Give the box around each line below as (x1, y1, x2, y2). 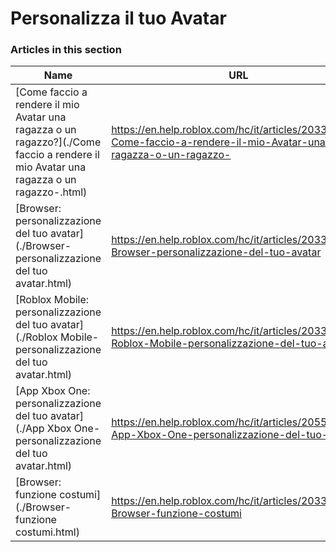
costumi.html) (15, 525, 80, 539)
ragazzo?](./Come (15, 135, 102, 149)
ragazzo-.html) (15, 185, 88, 199)
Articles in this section (10, 43, 122, 57)
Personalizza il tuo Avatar (10, 7, 227, 30)
